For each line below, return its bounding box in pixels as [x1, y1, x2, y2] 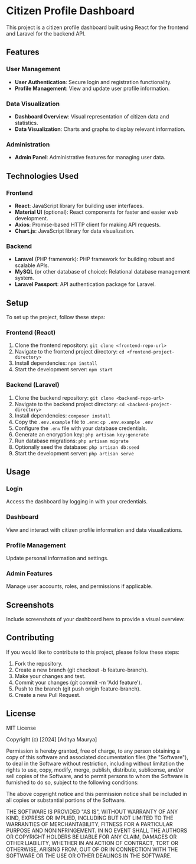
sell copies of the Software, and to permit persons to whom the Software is [6, 772, 189, 779]
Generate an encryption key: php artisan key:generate [14, 431, 149, 438]
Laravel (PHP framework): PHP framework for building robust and [14, 256, 175, 263]
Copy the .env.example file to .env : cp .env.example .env [14, 418, 153, 425]
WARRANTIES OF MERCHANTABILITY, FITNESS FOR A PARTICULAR [6, 820, 173, 827]
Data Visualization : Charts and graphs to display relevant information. [14, 126, 186, 133]
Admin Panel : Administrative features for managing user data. [14, 154, 166, 161]
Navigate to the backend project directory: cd [14, 400, 125, 407]
